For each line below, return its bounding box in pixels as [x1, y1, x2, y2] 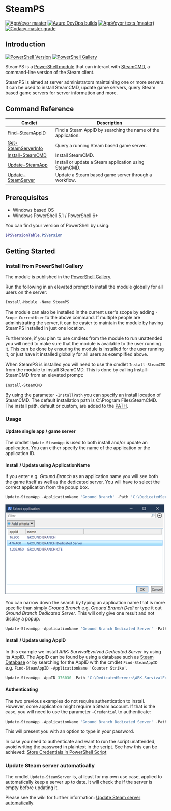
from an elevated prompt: [30, 372, 84, 378]
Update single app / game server [5, 428, 76, 434]
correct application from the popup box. [5, 484, 89, 490]
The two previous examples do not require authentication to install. [5, 698, 146, 704]
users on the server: [5, 289, 48, 295]
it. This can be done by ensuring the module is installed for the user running [5, 346, 164, 352]
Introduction [5, 40, 46, 49]
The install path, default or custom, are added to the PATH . [5, 402, 128, 409]
